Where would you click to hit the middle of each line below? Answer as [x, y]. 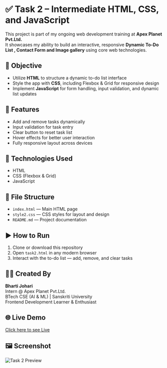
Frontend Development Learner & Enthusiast [51, 302]
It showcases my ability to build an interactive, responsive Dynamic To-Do [82, 45]
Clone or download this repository [48, 247]
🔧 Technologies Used [39, 158]
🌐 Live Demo [26, 318]
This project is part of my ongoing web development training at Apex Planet [84, 34]
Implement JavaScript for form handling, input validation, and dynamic [86, 88]
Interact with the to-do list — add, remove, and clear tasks [72, 258]
